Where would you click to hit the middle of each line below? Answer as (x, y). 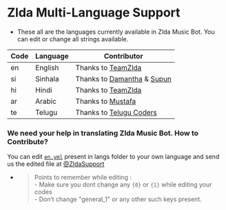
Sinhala (48, 78)
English (47, 67)
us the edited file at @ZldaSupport (56, 164)
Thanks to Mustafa (106, 101)
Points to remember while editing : (83, 178)
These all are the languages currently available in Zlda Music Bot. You (116, 32)
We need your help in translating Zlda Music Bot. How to (103, 133)
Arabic (46, 101)
